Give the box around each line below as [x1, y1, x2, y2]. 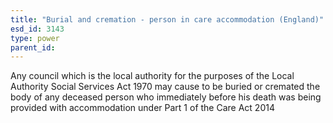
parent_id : [10, 42, 56, 53]
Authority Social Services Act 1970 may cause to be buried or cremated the [10, 81, 321, 93]
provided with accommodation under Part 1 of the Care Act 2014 [10, 102, 275, 114]
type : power [10, 33, 60, 43]
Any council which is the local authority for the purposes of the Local [10, 70, 295, 82]
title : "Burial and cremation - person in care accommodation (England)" [10, 14, 325, 25]
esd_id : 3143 [10, 24, 65, 34]
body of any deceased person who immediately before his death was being [10, 91, 322, 103]
